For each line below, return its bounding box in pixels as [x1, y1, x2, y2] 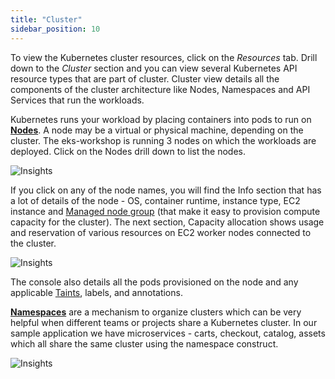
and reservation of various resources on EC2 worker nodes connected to [10, 226, 312, 238]
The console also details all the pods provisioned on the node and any [10, 276, 299, 288]
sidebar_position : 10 [10, 24, 101, 34]
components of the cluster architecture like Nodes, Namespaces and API [10, 83, 311, 95]
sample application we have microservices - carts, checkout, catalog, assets [10, 327, 326, 339]
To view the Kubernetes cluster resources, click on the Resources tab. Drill [10, 51, 318, 63]
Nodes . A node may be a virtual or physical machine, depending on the [10, 124, 304, 136]
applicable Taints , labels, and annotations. [10, 286, 183, 298]
